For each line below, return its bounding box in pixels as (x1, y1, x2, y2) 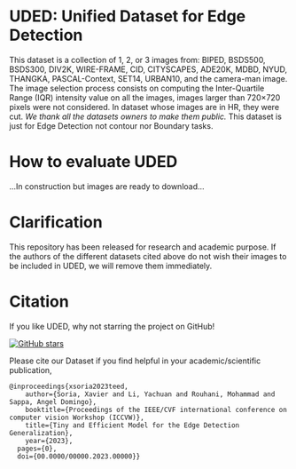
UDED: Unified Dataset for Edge (9, 6, 246, 27)
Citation (9, 291, 69, 312)
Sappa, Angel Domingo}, (9, 397, 97, 406)
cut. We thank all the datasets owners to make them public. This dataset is (9, 111, 282, 122)
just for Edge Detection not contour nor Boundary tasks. (9, 120, 214, 131)
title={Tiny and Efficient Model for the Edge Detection (25, 420, 240, 430)
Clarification (9, 212, 104, 233)
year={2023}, (25, 436, 74, 445)
